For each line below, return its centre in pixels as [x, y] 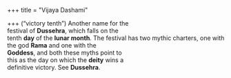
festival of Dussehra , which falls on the [63, 31]
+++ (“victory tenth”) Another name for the [68, 23]
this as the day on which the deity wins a [66, 60]
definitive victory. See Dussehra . [54, 67]
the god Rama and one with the [52, 45]
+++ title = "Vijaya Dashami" [48, 10]
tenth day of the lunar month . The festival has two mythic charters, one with [116, 38]
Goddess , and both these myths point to [64, 52]
